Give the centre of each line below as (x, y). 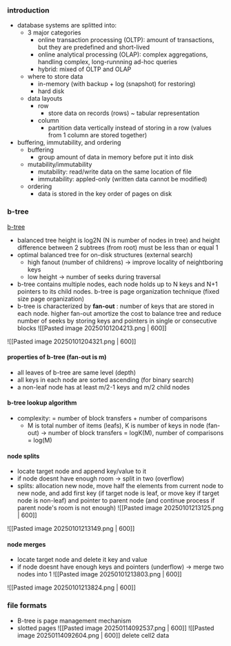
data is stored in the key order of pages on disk (105, 194)
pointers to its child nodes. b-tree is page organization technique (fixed (118, 291)
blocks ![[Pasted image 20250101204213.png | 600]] (92, 328)
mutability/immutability (60, 165)
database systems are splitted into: (67, 26)
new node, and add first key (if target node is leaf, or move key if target (118, 493)
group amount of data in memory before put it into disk (115, 157)
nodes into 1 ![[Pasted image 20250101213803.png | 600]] (99, 574)
